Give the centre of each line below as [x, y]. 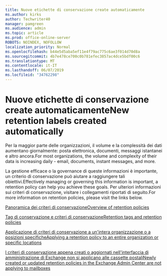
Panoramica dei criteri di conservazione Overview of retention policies [77, 207]
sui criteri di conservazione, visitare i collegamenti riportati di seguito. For [80, 192]
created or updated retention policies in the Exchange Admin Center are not [83, 262]
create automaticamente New [67, 110]
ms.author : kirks [23, 14]
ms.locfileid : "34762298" [32, 75]
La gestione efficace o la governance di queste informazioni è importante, [81, 171]
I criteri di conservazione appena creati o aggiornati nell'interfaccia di [77, 252]
